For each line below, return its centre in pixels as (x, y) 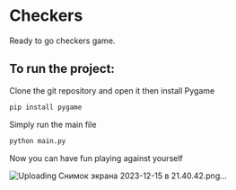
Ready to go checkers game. (62, 41)
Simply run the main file (53, 124)
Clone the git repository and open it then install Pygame (112, 90)
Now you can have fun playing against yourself (96, 158)
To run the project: (62, 69)
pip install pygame (46, 107)
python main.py (38, 140)
